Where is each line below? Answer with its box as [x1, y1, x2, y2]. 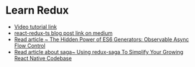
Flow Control [14, 42, 45, 49]
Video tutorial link [14, 23, 57, 30]
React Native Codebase [14, 55, 72, 62]
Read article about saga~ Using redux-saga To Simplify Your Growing [14, 48, 184, 55]
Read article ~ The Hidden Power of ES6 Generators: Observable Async [14, 36, 189, 43]
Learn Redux [5, 4, 69, 17]
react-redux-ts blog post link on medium [14, 29, 113, 36]
